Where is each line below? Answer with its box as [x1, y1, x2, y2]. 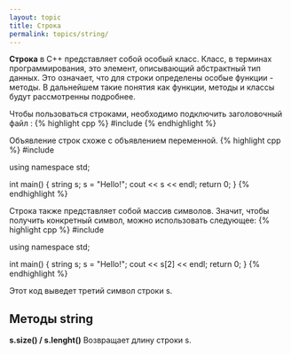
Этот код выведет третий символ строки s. [9, 286, 173, 296]
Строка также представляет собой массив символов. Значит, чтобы [9, 206, 270, 216]
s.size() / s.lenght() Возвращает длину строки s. [9, 334, 193, 346]
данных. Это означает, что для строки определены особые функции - [9, 73, 273, 83]
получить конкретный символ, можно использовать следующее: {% [9, 215, 271, 226]
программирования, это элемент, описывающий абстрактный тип [9, 63, 262, 74]
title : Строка [9, 21, 62, 30]
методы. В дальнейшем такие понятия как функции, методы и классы [9, 82, 275, 93]
